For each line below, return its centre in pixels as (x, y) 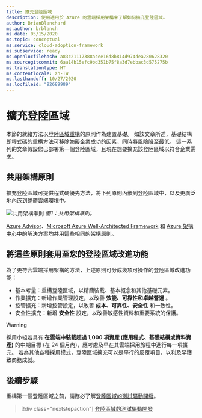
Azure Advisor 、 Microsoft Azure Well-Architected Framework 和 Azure (94, 226)
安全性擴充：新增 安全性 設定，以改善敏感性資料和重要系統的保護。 (98, 313)
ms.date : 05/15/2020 (32, 34)
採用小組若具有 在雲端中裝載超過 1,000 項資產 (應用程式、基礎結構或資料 (96, 337)
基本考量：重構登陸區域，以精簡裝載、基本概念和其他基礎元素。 (94, 290)
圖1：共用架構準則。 (70, 213)
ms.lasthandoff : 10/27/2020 (41, 79)
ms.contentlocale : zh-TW (37, 73)
